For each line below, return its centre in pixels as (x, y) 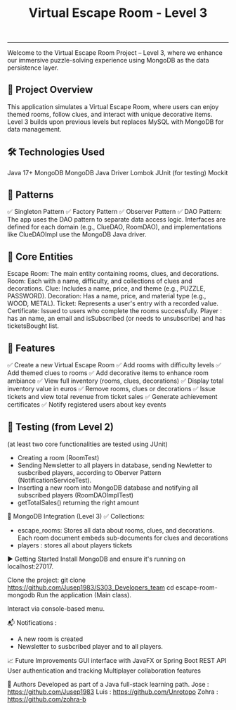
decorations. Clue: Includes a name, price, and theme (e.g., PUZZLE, (106, 289)
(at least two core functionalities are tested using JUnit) (87, 444)
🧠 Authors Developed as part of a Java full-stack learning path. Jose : (108, 684)
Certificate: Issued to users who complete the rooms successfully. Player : (115, 311)
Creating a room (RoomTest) (58, 457)
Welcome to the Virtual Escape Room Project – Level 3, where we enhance (115, 52)
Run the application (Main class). (84, 595)
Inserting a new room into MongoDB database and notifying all (108, 488)
